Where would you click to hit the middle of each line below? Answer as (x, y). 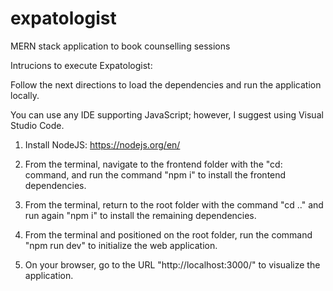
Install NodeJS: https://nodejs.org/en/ (102, 144)
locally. (25, 95)
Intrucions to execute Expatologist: (81, 65)
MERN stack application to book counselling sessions (120, 46)
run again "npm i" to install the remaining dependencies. (140, 215)
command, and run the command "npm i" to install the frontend (155, 174)
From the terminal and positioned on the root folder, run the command (168, 234)
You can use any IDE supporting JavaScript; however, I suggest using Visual (167, 114)
